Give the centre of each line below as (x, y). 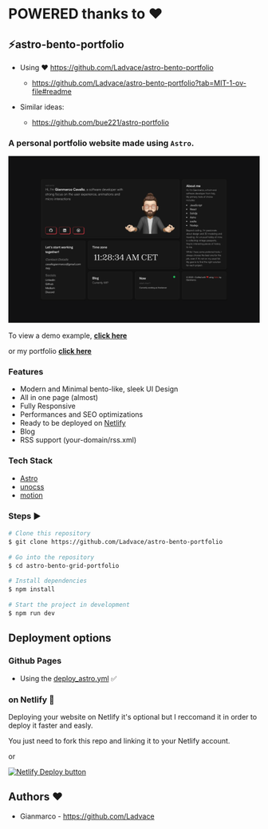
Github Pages (35, 661)
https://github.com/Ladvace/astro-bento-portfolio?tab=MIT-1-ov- (139, 83)
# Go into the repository (51, 557)
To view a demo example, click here (68, 335)
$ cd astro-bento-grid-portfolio (64, 565)
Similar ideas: (42, 107)
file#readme (51, 91)
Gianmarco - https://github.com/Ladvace (87, 816)
